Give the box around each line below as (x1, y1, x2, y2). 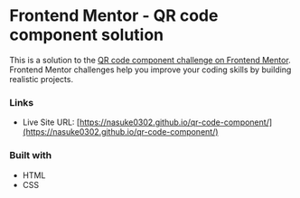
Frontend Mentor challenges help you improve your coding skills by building (9, 64, 292, 75)
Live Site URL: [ (22, 117, 80, 127)
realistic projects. (9, 73, 74, 84)
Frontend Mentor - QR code (9, 5, 219, 26)
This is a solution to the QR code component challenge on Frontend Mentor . (9, 54, 291, 65)
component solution (9, 24, 164, 45)
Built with (9, 149, 52, 162)
